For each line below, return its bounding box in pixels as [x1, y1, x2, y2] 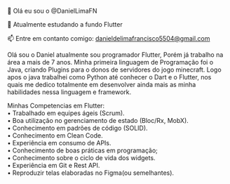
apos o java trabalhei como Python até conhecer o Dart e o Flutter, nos [7, 73, 212, 81]
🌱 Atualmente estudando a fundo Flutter [7, 20, 123, 28]
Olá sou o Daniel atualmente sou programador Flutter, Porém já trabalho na [7, 51, 224, 59]
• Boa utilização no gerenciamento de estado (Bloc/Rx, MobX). [7, 117, 189, 124]
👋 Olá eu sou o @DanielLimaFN [7, 7, 97, 15]
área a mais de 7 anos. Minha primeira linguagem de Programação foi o [7, 58, 214, 66]
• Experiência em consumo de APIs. [7, 139, 111, 147]
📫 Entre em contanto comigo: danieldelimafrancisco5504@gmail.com [7, 34, 210, 42]
